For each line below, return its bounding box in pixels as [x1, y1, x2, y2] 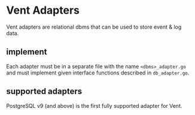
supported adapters [6, 86, 83, 97]
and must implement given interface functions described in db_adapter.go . [6, 69, 190, 76]
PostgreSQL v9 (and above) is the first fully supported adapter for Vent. [6, 102, 182, 109]
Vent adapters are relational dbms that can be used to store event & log [6, 23, 182, 30]
